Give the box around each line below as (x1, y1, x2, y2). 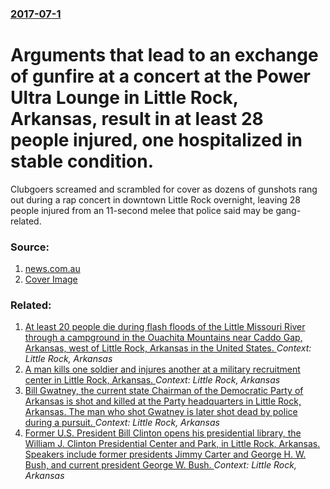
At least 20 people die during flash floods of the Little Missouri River (24, 321, 306, 333)
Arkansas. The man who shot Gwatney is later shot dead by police (24, 406, 298, 418)
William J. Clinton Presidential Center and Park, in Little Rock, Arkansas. (24, 438, 321, 450)
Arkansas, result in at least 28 (10, 108, 264, 131)
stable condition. (10, 150, 154, 173)
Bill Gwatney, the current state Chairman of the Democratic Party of (24, 385, 304, 397)
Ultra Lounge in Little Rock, (10, 87, 239, 109)
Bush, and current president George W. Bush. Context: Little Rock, (24, 459, 297, 471)
